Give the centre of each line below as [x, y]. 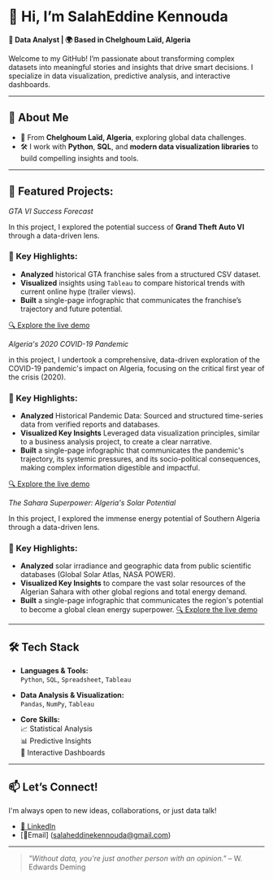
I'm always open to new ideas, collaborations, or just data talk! [113, 811]
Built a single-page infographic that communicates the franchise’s [131, 300]
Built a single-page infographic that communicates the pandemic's [132, 450]
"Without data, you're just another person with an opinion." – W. [135, 859]
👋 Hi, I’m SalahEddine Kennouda [119, 17]
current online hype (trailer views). [78, 291]
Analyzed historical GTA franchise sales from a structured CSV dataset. [141, 274]
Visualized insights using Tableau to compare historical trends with [132, 282]
